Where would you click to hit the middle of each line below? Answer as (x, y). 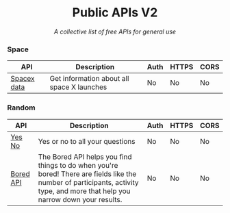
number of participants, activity (88, 182)
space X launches (78, 87)
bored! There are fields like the (87, 174)
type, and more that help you (84, 191)
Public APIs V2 (115, 13)
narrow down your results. (80, 199)
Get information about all (89, 79)
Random (21, 108)
